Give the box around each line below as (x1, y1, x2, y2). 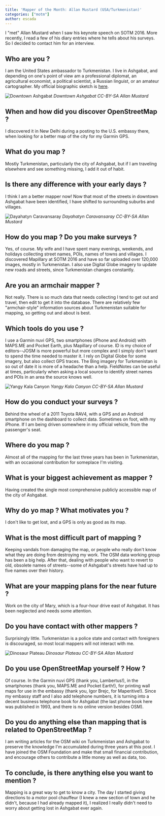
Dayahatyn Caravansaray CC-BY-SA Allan (62, 213, 149, 219)
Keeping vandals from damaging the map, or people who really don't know (5, 547, 157, 553)
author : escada (5, 16, 36, 21)
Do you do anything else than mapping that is (5, 718, 147, 726)
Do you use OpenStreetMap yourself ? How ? (5, 664, 146, 673)
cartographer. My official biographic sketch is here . (5, 83, 109, 89)
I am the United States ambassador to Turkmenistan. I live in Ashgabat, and (5, 68, 158, 74)
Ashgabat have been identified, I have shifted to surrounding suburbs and (5, 198, 155, 205)
